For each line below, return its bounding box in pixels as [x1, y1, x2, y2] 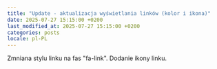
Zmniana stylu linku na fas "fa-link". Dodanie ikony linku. [7, 54, 167, 62]
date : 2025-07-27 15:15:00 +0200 [7, 16, 103, 23]
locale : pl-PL [7, 36, 48, 42]
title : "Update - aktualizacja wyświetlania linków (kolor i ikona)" [7, 10, 211, 17]
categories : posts [7, 29, 60, 36]
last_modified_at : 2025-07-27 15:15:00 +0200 [7, 23, 140, 29]
